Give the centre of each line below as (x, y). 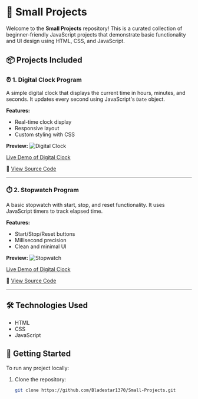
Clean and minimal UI (40, 246)
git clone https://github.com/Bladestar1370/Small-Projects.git (95, 390)
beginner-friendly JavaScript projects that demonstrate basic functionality (96, 34)
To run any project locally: (38, 368)
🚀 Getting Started (39, 354)
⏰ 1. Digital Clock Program (44, 80)
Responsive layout (37, 128)
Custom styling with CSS (45, 134)
